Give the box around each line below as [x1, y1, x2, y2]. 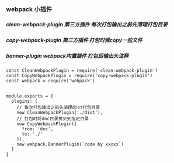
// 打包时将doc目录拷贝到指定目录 [16, 116, 89, 122]
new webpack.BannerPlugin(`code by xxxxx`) [16, 141, 124, 147]
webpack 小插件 [6, 5, 53, 13]
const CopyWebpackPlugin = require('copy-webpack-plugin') [6, 72, 153, 78]
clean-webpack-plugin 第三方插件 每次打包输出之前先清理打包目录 [6, 20, 168, 27]
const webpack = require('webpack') [6, 78, 95, 84]
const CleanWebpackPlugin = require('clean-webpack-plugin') [6, 67, 158, 74]
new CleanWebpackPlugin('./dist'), [16, 109, 103, 115]
